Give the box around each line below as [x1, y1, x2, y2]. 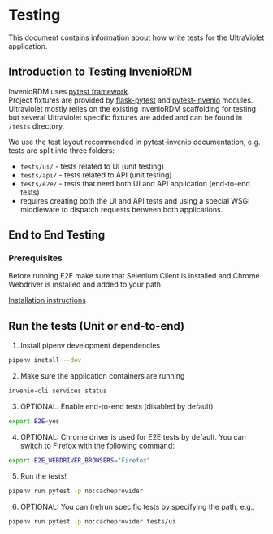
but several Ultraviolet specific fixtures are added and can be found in [8, 112, 243, 122]
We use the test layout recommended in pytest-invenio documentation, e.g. [8, 137, 261, 147]
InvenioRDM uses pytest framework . [8, 86, 130, 96]
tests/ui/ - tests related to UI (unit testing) [19, 161, 165, 171]
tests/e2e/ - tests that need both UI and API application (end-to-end [19, 178, 250, 188]
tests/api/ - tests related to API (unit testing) [19, 169, 172, 180]
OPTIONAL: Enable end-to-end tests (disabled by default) [19, 401, 214, 411]
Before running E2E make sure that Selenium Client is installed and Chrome [8, 271, 260, 281]
